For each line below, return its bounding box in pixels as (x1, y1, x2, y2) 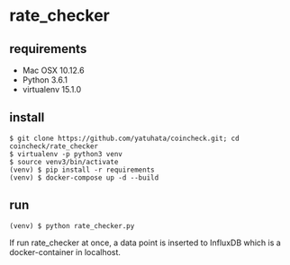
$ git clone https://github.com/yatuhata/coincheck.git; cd (9, 134, 240, 143)
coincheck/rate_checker (9, 141, 99, 151)
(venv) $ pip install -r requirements (9, 165, 155, 174)
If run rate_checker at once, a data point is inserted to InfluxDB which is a (9, 237, 281, 248)
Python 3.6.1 (22, 75, 68, 85)
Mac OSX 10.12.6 (22, 65, 85, 75)
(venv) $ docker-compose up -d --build (9, 172, 159, 182)
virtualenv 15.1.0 (22, 84, 82, 94)
